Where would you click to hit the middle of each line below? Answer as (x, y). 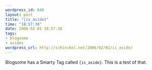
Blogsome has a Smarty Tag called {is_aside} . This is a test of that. (76, 62)
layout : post (19, 15)
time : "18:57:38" (24, 24)
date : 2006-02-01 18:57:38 (34, 29)
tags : (11, 33)
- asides (14, 43)
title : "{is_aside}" (27, 19)
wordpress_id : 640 (25, 10)
